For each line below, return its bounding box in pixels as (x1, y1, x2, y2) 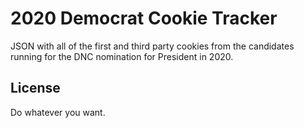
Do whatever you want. (10, 106, 106, 118)
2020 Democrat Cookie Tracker (10, 7, 278, 30)
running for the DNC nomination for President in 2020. (10, 50, 234, 62)
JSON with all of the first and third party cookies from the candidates (10, 40, 295, 52)
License (10, 80, 61, 97)
